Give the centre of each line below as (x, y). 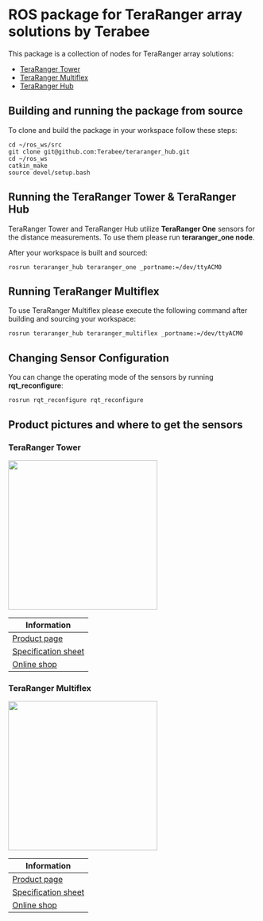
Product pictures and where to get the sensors (126, 425)
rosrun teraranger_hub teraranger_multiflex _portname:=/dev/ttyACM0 (126, 334)
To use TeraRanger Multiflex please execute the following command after (128, 310)
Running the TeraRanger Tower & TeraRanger (122, 197)
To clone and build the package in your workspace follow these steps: (123, 130)
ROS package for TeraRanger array (126, 15)
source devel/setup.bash (49, 173)
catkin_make (28, 166)
